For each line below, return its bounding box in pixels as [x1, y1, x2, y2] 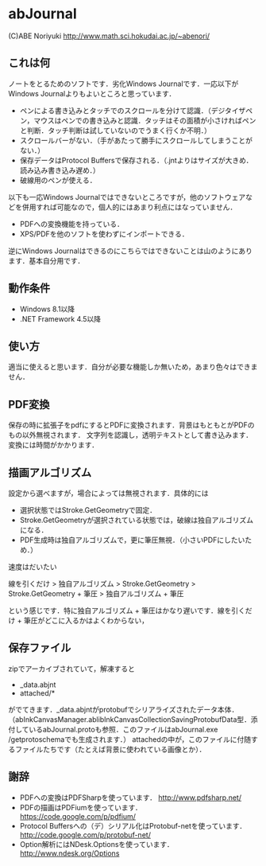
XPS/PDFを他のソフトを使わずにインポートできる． [19, 228, 189, 239]
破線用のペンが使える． [19, 175, 97, 185]
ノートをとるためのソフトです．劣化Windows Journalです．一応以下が [8, 79, 239, 88]
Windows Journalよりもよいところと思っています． [8, 88, 176, 98]
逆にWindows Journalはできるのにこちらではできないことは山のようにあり [8, 246, 253, 256]
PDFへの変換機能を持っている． [19, 219, 125, 228]
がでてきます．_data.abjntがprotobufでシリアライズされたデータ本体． [8, 704, 239, 714]
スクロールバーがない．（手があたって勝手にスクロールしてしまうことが [19, 135, 253, 145]
